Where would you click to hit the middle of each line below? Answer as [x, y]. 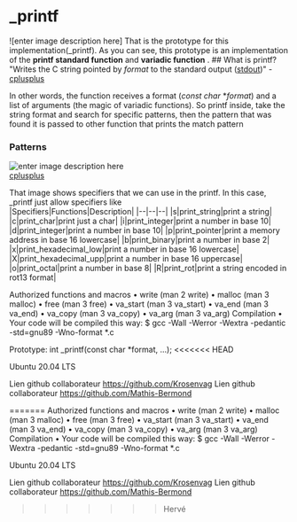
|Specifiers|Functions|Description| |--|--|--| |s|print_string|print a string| [141, 212]
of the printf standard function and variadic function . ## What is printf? [143, 59]
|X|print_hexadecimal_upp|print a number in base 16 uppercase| [126, 259]
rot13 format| [33, 277]
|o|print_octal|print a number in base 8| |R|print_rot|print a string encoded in [148, 269]
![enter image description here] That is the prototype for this [119, 41]
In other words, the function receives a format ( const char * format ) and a [143, 96]
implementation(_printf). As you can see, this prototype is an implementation [149, 50]
